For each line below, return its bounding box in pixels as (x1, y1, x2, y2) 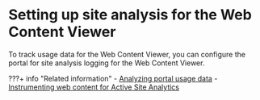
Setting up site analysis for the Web (8, 6, 252, 24)
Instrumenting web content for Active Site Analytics (8, 82, 180, 92)
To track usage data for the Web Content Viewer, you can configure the (8, 49, 246, 59)
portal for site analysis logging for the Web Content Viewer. (8, 58, 205, 68)
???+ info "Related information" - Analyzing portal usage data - (8, 73, 218, 83)
